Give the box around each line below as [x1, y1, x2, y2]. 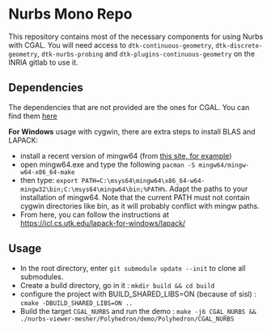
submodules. [19, 272, 64, 282]
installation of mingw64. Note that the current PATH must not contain [19, 192, 250, 202]
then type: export [19, 175, 78, 185]
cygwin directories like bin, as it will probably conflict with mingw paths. [19, 201, 260, 210]
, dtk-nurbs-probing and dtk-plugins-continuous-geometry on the [37, 49, 256, 58]
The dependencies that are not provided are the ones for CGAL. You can [8, 102, 250, 112]
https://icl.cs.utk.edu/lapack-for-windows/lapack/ [19, 218, 186, 227]
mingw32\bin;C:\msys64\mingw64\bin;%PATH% [19, 185, 166, 193]
